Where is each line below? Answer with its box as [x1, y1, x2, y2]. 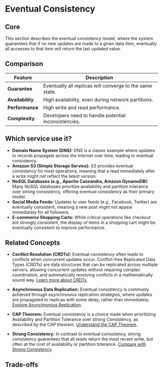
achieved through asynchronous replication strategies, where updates [12, 292, 152, 297]
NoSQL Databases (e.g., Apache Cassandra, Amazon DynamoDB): [12, 178, 149, 184]
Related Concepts [5, 239, 61, 247]
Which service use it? [5, 135, 72, 143]
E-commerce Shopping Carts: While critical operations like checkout [12, 214, 151, 220]
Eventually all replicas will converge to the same [43, 82, 152, 89]
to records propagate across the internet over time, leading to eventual [12, 153, 154, 158]
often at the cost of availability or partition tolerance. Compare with [12, 341, 147, 347]
